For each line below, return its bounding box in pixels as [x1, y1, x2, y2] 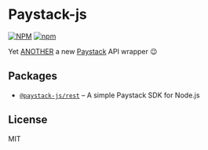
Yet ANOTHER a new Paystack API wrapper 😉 [8, 46, 158, 56]
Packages [8, 69, 57, 83]
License [8, 113, 48, 126]
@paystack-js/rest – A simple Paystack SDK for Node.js [19, 90, 200, 100]
